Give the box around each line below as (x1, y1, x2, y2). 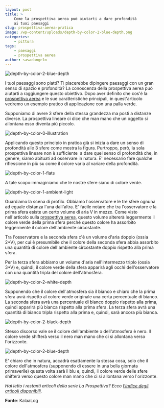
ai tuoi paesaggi (14, 21, 49, 26)
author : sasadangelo (5, 57, 47, 62)
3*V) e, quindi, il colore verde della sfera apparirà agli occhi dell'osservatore (5, 264, 159, 270)
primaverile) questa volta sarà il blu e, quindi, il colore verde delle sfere (5, 368, 148, 374)
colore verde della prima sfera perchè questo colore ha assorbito (5, 219, 136, 225)
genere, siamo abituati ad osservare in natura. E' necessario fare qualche (5, 155, 153, 162)
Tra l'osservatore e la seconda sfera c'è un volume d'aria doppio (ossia (5, 234, 148, 240)
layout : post (5, 7, 32, 12)
